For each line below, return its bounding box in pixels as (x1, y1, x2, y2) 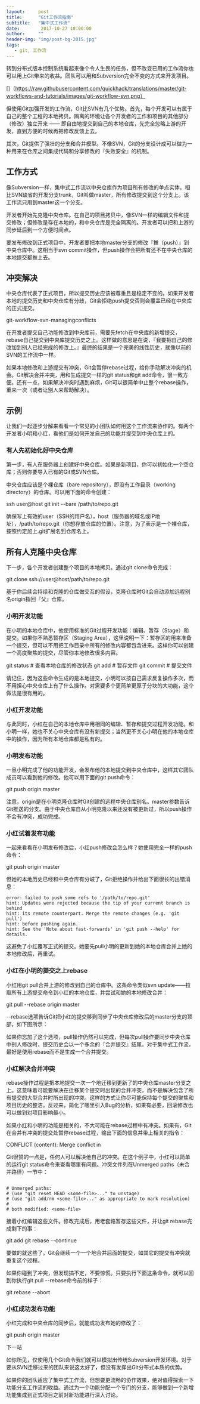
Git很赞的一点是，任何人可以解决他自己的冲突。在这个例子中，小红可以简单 (6, 1153, 190, 1161)
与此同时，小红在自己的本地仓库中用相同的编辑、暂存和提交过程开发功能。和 (6, 720, 194, 727)
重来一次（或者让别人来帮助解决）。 (6, 386, 92, 394)
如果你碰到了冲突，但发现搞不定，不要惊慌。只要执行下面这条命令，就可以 (6, 1269, 189, 1277)
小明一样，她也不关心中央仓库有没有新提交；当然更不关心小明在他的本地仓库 (6, 727, 194, 735)
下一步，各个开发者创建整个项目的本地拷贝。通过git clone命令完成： (6, 564, 174, 571)
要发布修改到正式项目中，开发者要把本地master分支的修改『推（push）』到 (6, 239, 189, 246)
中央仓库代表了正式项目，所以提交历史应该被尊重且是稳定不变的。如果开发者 (6, 290, 194, 297)
